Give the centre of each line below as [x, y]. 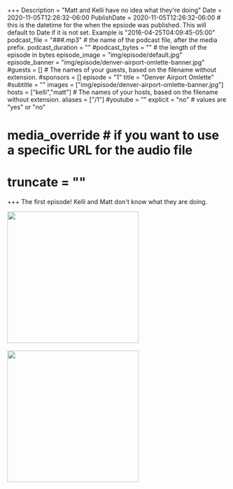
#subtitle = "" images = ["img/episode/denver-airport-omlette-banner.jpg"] [115, 85]
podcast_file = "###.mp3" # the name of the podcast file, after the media [113, 40]
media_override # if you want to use [113, 135]
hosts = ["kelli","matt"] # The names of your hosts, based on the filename [113, 92]
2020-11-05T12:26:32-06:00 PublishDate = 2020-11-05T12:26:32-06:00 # [114, 18]
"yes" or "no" [27, 107]
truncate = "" [47, 182]
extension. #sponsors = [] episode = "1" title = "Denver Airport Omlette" [111, 77]
